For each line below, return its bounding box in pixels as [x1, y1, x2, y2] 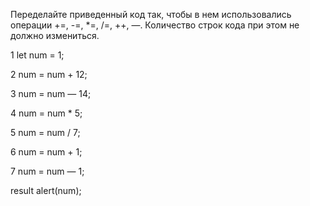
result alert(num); [10, 185, 82, 196]
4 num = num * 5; [10, 107, 83, 119]
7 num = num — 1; [10, 165, 85, 177]
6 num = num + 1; [10, 146, 83, 158]
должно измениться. [10, 30, 100, 41]
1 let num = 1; [10, 49, 65, 61]
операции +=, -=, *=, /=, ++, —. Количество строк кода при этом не [10, 19, 300, 31]
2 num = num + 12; [10, 69, 88, 80]
